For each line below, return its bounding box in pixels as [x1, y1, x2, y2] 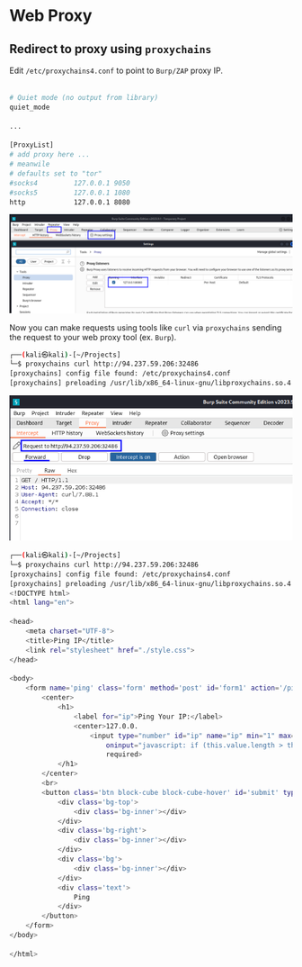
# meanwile [9, 159, 50, 168]
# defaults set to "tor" [9, 168, 102, 178]
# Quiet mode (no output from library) [9, 93, 159, 102]
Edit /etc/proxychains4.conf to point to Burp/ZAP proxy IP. [9, 65, 223, 76]
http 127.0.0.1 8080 [9, 197, 130, 207]
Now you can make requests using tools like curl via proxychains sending [9, 321, 282, 333]
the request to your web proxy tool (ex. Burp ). [9, 331, 177, 342]
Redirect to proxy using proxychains [9, 41, 212, 57]
